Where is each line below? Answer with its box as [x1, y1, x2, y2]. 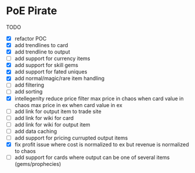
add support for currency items [14, 55, 90, 62]
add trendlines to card [14, 42, 69, 48]
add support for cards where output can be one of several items [14, 154, 170, 161]
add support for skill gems [14, 62, 78, 69]
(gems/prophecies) [14, 161, 62, 167]
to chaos [14, 147, 36, 154]
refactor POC [14, 35, 47, 42]
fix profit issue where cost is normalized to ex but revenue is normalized [14, 141, 189, 148]
